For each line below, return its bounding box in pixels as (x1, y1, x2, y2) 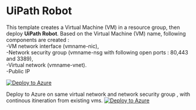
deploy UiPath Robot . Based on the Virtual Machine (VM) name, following (6, 30, 186, 37)
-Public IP (6, 67, 30, 75)
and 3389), (6, 55, 34, 62)
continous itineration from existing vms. (6, 96, 103, 104)
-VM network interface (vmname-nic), (6, 43, 99, 50)
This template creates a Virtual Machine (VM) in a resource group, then (6, 24, 180, 31)
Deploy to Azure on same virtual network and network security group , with (6, 90, 191, 98)
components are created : (6, 36, 69, 43)
